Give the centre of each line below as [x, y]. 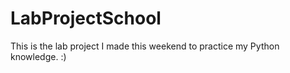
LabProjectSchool [86, 18]
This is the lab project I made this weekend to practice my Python [145, 46]
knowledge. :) [38, 56]
